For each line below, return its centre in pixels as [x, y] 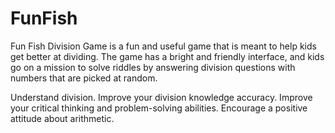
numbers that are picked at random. [84, 78]
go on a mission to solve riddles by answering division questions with [153, 67]
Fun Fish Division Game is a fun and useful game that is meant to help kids [163, 46]
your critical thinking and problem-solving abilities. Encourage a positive [159, 108]
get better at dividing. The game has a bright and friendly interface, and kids [167, 56]
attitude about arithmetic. [62, 118]
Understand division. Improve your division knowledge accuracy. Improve [161, 97]
